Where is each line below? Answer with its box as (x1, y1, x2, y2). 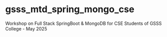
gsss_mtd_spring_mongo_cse (5, 4, 135, 15)
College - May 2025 (5, 25, 47, 31)
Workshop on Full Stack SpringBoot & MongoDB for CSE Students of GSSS (5, 20, 162, 26)
